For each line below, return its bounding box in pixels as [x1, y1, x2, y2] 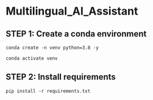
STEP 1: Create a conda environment [5, 29, 147, 39]
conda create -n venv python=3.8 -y [5, 45, 99, 51]
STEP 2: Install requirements [5, 72, 116, 82]
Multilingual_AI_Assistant [5, 4, 138, 18]
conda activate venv [5, 55, 59, 62]
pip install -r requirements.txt [5, 88, 91, 94]
